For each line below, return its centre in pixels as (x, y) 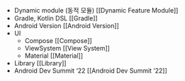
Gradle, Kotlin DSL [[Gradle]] (56, 18)
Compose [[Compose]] (58, 40)
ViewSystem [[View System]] (67, 48)
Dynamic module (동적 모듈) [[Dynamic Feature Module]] (96, 10)
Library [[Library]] (40, 63)
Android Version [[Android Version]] (66, 26)
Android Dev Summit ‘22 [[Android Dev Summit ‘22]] (91, 70)
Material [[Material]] (54, 56)
